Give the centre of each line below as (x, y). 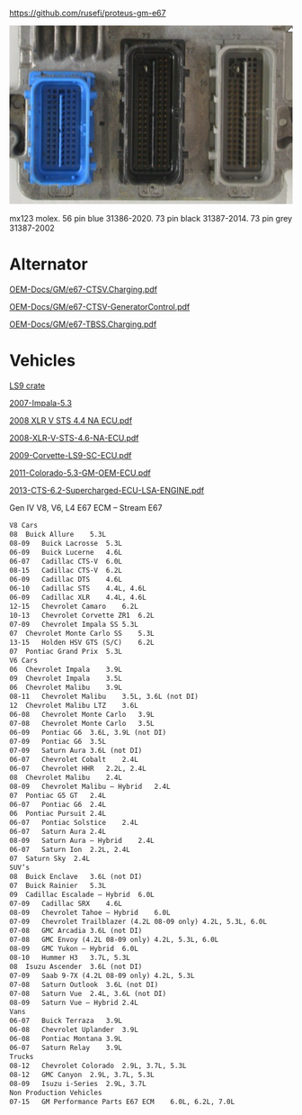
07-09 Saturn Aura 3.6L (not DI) (76, 750)
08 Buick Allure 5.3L (58, 534)
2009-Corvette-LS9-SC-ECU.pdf (71, 455)
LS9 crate (27, 385)
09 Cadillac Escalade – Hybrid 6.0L (82, 894)
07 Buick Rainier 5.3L (58, 885)
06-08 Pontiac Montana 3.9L (66, 1038)
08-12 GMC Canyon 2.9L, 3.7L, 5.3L (82, 1074)
